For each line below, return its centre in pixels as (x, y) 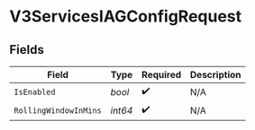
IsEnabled (35, 92)
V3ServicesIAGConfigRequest (126, 17)
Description (215, 75)
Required (161, 75)
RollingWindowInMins (58, 110)
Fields (27, 50)
